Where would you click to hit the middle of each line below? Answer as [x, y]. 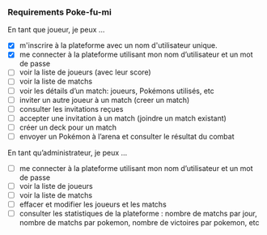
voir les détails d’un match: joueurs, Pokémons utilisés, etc [117, 91]
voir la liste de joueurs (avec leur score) [85, 72]
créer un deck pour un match [68, 127]
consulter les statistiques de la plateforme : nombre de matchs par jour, [138, 214]
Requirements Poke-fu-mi [60, 12]
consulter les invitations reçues [71, 109]
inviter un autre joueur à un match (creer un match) [104, 100]
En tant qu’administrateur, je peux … [68, 152]
